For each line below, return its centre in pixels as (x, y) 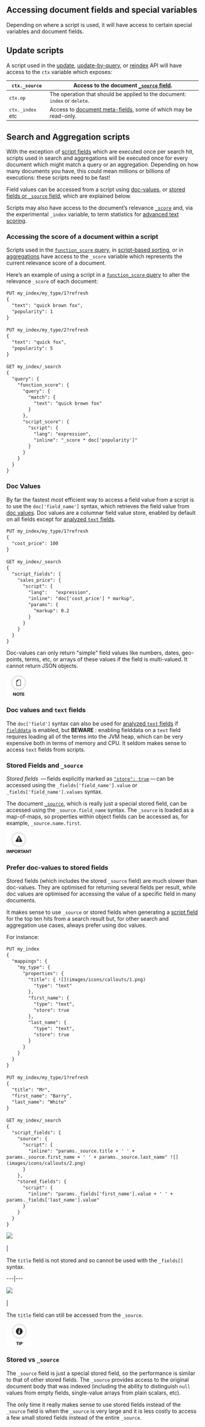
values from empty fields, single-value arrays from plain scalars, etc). (94, 1393)
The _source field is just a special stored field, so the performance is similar (101, 1373)
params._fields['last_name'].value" (53, 1200)
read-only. (63, 116)
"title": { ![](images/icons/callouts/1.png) (87, 980)
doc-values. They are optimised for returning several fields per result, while (101, 888)
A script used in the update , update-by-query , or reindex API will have (94, 65)
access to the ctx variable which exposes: (59, 72)
